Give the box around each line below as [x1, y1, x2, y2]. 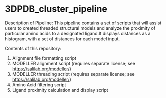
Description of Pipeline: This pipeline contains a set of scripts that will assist [5, 20, 162, 26]
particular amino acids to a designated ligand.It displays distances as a [5, 30, 151, 36]
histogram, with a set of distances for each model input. [5, 36, 120, 42]
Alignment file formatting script [12, 55, 76, 61]
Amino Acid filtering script [12, 81, 66, 88]
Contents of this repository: [5, 45, 61, 51]
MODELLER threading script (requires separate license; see [12, 71, 135, 77]
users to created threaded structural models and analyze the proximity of [5, 25, 156, 31]
